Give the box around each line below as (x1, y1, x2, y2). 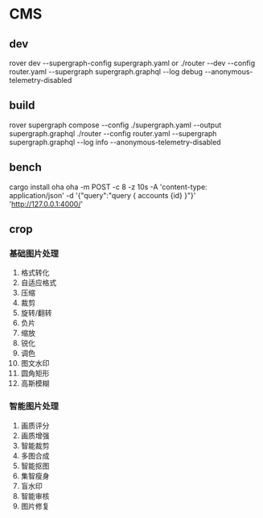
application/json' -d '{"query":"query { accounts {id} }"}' (9, 190, 196, 200)
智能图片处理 (9, 400, 60, 412)
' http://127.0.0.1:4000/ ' (9, 199, 84, 209)
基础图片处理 (9, 247, 60, 259)
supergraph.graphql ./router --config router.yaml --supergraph (9, 128, 217, 138)
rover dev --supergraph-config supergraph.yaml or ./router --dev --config (9, 58, 256, 68)
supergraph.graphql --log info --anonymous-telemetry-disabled (9, 137, 221, 147)
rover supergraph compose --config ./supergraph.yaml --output (9, 120, 222, 130)
